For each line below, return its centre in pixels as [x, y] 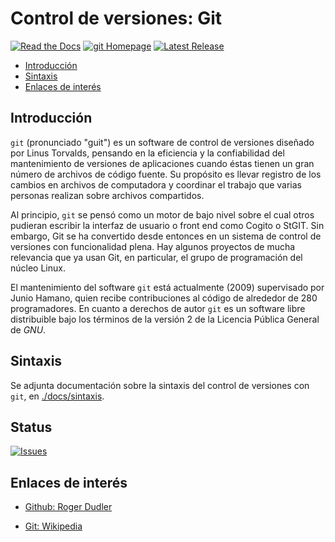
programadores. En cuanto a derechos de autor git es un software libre [158, 308]
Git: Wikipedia [53, 526]
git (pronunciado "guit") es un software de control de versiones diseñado [162, 142]
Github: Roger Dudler [68, 507]
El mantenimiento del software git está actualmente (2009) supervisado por [167, 287]
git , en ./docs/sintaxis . [57, 396]
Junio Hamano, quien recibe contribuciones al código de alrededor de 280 [164, 298]
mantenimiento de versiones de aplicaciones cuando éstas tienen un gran [162, 163]
